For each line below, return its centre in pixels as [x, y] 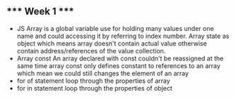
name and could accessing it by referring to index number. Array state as [123, 36]
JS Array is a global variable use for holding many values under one [115, 28]
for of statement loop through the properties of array [93, 81]
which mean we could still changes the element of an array [102, 73]
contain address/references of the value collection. [91, 51]
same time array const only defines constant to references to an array [118, 65]
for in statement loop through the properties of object [94, 88]
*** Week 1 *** [41, 12]
